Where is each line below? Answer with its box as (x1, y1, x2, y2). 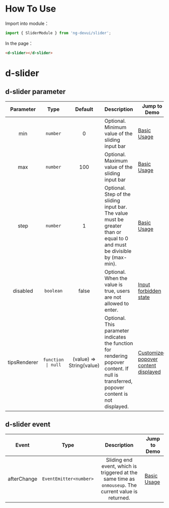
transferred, (104, 378, 133, 385)
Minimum (104, 123, 127, 130)
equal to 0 (104, 235, 128, 242)
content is (104, 390, 128, 397)
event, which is (101, 463, 137, 470)
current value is (101, 488, 138, 495)
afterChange (8, 475, 38, 482)
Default (75, 106, 94, 113)
